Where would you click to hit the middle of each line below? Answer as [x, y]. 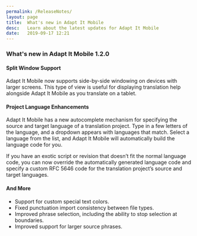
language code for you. [34, 145]
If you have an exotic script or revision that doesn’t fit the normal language [96, 156]
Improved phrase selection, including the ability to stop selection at [96, 214]
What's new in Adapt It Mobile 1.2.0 [58, 54]
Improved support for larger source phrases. [68, 226]
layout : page [22, 17]
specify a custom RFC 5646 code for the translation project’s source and [94, 168]
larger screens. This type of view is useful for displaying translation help [94, 87]
